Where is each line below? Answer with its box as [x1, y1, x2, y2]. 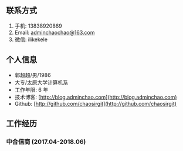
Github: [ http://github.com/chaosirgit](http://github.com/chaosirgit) [14, 100, 177, 107]
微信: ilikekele [14, 36, 48, 43]
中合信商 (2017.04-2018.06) [6, 137, 86, 146]
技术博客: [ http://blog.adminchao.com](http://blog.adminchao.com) [14, 93, 177, 100]
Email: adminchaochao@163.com [14, 29, 95, 36]
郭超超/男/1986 [14, 71, 51, 78]
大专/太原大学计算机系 [14, 79, 69, 86]
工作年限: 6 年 [14, 86, 49, 93]
